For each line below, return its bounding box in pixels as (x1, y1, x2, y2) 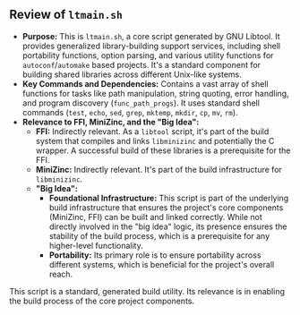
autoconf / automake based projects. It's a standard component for (21, 59, 261, 70)
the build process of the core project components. (9, 295, 195, 306)
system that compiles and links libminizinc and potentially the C (35, 135, 275, 146)
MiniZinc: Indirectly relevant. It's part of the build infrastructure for (35, 164, 282, 175)
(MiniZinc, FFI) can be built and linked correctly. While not (48, 211, 262, 222)
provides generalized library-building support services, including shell (21, 40, 280, 51)
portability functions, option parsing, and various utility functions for (21, 49, 274, 61)
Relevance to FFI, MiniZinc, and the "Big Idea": (21, 116, 200, 127)
